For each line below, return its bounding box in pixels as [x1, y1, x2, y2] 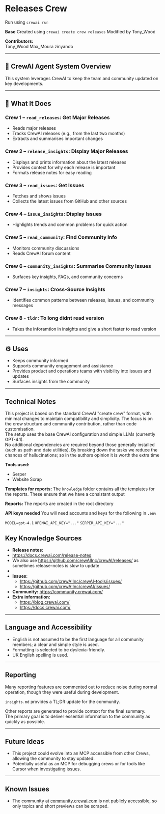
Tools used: [5, 462, 29, 468]
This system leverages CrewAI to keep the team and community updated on [5, 75, 159, 81]
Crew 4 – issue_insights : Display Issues [5, 210, 102, 217]
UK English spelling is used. [12, 652, 69, 658]
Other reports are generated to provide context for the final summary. [5, 708, 146, 714]
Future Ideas [5, 737, 44, 746]
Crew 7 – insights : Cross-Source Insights [5, 286, 106, 293]
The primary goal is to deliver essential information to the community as [5, 713, 151, 719]
